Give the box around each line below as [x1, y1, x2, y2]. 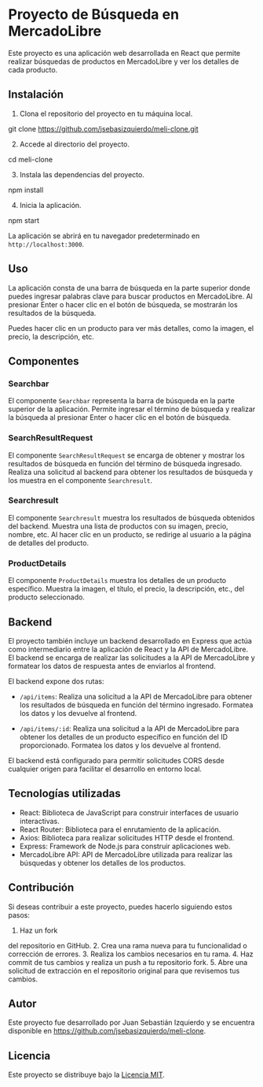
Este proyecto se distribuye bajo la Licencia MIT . [8, 1070, 165, 1080]
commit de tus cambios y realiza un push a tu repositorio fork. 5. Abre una [8, 957, 248, 966]
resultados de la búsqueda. [8, 308, 97, 317]
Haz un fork [19, 926, 58, 935]
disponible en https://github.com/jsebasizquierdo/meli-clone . [8, 1026, 206, 1036]
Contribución [8, 881, 75, 895]
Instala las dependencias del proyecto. [19, 169, 145, 179]
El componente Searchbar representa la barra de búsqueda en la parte [8, 396, 236, 406]
